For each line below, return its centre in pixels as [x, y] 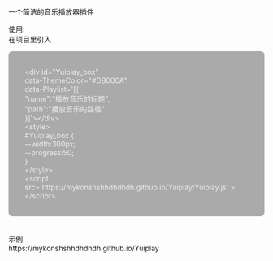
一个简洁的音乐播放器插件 [51, 12]
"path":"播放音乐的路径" [65, 109]
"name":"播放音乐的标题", [67, 99]
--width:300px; [50, 144]
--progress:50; [50, 152]
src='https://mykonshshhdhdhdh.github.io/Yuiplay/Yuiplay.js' [127, 187]
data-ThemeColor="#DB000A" [76, 80]
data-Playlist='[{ [52, 89]
